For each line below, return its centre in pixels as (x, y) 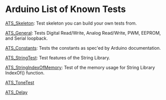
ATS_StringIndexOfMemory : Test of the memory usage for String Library (80, 67)
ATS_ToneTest (20, 82)
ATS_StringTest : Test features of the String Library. (58, 58)
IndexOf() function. (25, 73)
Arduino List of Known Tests (66, 9)
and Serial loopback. (26, 38)
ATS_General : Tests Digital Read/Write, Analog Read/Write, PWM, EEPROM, (83, 33)
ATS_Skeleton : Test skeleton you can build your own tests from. (71, 23)
